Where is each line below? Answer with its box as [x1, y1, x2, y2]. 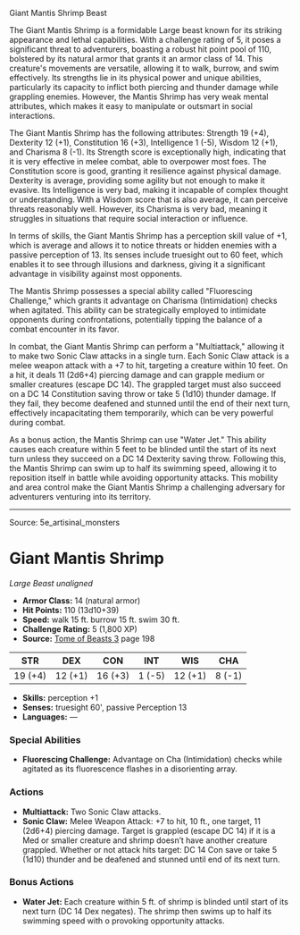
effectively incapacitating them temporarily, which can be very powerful [9, 408, 274, 418]
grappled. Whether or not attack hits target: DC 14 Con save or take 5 [21, 844, 278, 855]
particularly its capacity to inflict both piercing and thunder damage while [9, 82, 279, 92]
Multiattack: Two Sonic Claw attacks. [21, 806, 162, 817]
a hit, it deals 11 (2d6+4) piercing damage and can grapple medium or [9, 370, 265, 380]
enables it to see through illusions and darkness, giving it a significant [9, 259, 266, 269]
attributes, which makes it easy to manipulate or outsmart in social [9, 101, 253, 111]
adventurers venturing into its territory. [9, 492, 152, 501]
